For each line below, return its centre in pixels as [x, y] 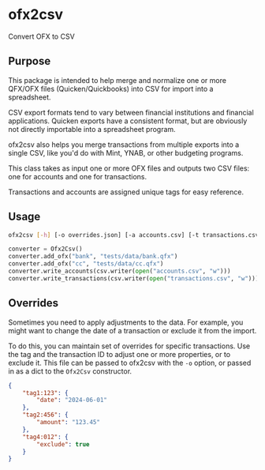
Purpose [30, 61]
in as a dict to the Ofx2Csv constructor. [70, 371]
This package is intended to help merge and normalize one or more [118, 80]
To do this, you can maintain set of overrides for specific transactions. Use [129, 346]
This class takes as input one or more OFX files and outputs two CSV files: [129, 168]
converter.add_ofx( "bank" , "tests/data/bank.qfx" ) [93, 257]
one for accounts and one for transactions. [78, 176]
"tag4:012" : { [45, 437]
